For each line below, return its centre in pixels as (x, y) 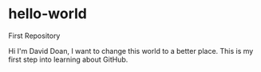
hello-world (48, 14)
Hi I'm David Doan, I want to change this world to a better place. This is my (131, 51)
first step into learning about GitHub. (68, 59)
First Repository (34, 36)
